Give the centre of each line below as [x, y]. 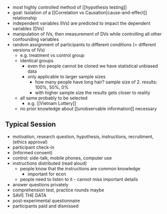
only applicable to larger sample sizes [66, 77]
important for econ [47, 174]
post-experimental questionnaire [46, 200]
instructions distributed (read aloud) [50, 163]
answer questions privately [40, 184]
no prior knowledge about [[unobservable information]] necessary [88, 109]
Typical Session [31, 124]
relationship [25, 18]
